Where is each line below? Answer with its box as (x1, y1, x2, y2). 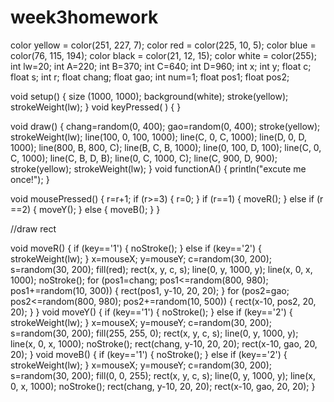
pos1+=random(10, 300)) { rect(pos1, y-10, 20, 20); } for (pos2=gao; (10, 284, 290, 296)
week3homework (10, 6, 159, 29)
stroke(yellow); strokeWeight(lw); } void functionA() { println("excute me (10, 162, 307, 175)
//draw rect (10, 222, 57, 235)
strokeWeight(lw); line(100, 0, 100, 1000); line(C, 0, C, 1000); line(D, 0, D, (10, 131, 308, 143)
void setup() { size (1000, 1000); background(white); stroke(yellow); (10, 90, 289, 102)
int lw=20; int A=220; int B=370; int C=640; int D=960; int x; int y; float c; (10, 60, 312, 72)
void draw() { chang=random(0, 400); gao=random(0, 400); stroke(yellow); (10, 120, 321, 132)
